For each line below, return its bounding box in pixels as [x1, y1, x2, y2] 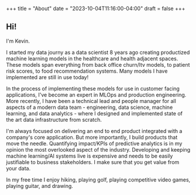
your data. [6, 165, 31, 172]
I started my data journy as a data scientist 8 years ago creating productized [6, 49, 190, 56]
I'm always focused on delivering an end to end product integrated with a [6, 127, 183, 134]
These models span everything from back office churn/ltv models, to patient [6, 61, 190, 68]
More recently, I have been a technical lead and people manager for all [6, 97, 177, 104]
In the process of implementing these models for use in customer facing [6, 85, 180, 92]
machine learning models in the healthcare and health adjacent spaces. [6, 55, 178, 62]
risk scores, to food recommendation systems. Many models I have [6, 67, 168, 74]
